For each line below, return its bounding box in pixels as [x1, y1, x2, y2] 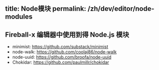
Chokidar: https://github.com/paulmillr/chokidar [12, 59, 110, 65]
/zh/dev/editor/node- [87, 4, 155, 13]
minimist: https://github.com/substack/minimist [12, 44, 109, 50]
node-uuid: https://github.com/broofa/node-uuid [12, 54, 112, 60]
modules [5, 13, 33, 21]
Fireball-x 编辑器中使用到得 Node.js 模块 [5, 30, 129, 39]
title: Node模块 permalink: [5, 4, 86, 13]
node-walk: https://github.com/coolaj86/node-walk [12, 49, 117, 55]
